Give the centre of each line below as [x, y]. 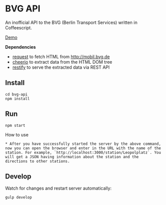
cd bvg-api [16, 94]
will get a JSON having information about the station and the [72, 157]
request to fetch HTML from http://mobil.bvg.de [61, 56]
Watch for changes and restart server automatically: [58, 188]
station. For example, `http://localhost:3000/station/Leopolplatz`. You [83, 152]
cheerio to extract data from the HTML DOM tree [62, 62]
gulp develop [19, 198]
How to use [17, 134]
